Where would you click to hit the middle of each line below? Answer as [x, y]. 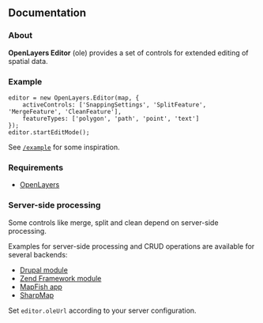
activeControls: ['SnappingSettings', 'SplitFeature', [115, 105]
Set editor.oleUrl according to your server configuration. [102, 310]
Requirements [36, 167]
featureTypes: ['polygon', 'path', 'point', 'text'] [111, 118]
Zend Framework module [60, 278]
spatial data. [28, 61]
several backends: [38, 254]
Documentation [47, 13]
